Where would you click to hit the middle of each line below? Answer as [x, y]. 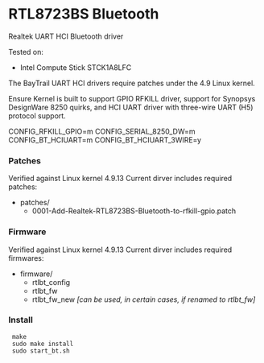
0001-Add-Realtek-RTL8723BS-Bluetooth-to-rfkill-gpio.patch [134, 211]
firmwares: [26, 258]
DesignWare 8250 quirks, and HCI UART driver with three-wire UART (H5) [131, 107]
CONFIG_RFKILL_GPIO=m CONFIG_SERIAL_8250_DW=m [102, 131]
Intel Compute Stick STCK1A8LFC [76, 67]
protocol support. [37, 115]
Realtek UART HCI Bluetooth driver [66, 36]
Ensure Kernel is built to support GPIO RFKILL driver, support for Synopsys [132, 98]
